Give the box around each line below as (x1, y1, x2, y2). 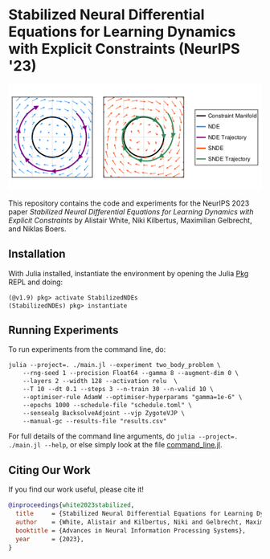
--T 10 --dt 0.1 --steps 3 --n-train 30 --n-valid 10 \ (22, 386, 215, 394)
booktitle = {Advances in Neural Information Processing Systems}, (15, 526, 247, 535)
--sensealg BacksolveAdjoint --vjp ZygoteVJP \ (22, 410, 185, 418)
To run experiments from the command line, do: (8, 345, 166, 354)
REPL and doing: (8, 277, 63, 287)
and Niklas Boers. (8, 223, 67, 234)
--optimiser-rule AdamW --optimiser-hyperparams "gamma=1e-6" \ (22, 394, 243, 402)
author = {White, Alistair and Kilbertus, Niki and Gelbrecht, (15, 518, 243, 526)
